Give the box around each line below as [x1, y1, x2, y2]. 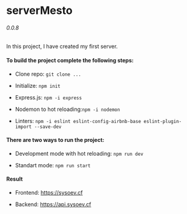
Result [6, 175, 23, 182]
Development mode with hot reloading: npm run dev [15, 150, 143, 157]
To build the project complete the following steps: [6, 56, 134, 64]
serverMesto [6, 4, 73, 18]
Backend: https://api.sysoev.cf [15, 201, 91, 208]
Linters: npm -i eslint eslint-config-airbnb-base [15, 117, 141, 124]
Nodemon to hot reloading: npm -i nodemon [15, 105, 120, 113]
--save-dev [34, 124, 62, 130]
